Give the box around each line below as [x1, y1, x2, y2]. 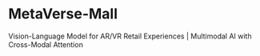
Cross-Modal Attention [8, 39, 84, 49]
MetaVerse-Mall [8, 5, 118, 23]
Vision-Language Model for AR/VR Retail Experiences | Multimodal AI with [8, 31, 252, 41]
